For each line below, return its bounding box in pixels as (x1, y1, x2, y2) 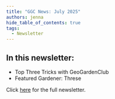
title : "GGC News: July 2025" (6, 8, 81, 15)
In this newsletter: (6, 53, 75, 63)
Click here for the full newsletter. (6, 86, 86, 93)
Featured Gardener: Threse (14, 75, 82, 82)
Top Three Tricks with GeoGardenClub (14, 68, 109, 75)
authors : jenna (6, 14, 44, 20)
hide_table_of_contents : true (6, 20, 81, 25)
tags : (6, 25, 20, 31)
